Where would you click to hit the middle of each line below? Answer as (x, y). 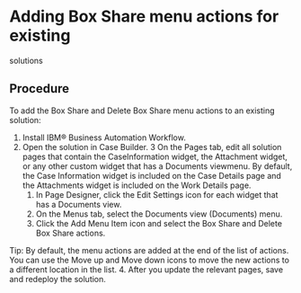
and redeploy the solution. (58, 279)
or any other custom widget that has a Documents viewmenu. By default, (157, 166)
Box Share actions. (71, 233)
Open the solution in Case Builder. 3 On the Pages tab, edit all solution (152, 146)
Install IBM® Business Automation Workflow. (104, 138)
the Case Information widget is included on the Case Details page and (151, 175)
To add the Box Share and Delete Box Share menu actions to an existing (142, 111)
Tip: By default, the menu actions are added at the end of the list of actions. (149, 250)
